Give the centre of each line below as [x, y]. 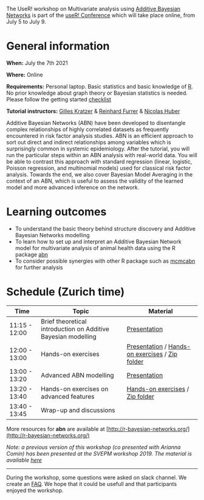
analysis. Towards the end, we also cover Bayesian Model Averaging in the [100, 174]
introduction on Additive [75, 329]
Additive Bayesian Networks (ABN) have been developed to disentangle [96, 123]
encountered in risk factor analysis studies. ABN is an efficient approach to [100, 135]
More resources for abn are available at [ [57, 429]
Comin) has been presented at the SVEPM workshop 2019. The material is [99, 453]
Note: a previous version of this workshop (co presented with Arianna [93, 447]
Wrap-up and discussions [78, 410]
